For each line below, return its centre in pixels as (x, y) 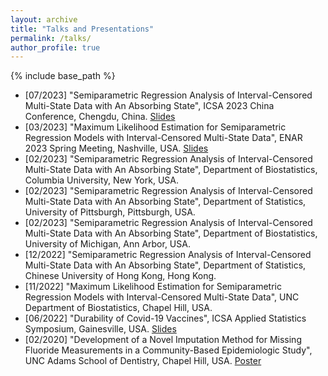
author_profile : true (55, 47)
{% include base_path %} (63, 76)
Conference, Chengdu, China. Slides (100, 117)
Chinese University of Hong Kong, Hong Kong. (120, 276)
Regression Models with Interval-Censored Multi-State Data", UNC (162, 297)
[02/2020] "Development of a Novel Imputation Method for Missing (163, 340)
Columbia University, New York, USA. (101, 180)
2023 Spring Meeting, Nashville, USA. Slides (116, 148)
